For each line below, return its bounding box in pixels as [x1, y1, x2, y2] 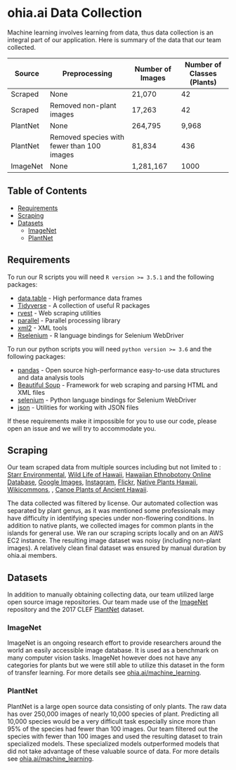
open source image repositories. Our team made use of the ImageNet [7, 598, 209, 606]
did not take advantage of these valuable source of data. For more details [7, 747, 220, 755]
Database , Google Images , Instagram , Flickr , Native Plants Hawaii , [7, 478, 198, 486]
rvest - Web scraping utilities [17, 308, 101, 317]
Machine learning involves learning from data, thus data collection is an [7, 28, 214, 37]
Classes [189, 68, 217, 78]
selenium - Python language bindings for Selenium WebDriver [17, 396, 197, 404]
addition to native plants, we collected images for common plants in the [7, 521, 214, 530]
